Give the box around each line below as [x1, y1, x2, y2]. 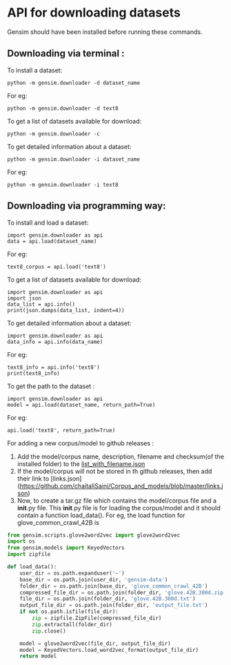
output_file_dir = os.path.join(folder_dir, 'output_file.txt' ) [19, 602, 208, 609]
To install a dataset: [7, 66, 63, 74]
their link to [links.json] [17, 474, 82, 483]
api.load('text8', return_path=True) [7, 427, 116, 434]
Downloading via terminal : [7, 48, 125, 59]
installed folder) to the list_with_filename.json [17, 459, 145, 468]
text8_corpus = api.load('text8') [7, 263, 107, 270]
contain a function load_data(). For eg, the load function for [17, 511, 185, 519]
